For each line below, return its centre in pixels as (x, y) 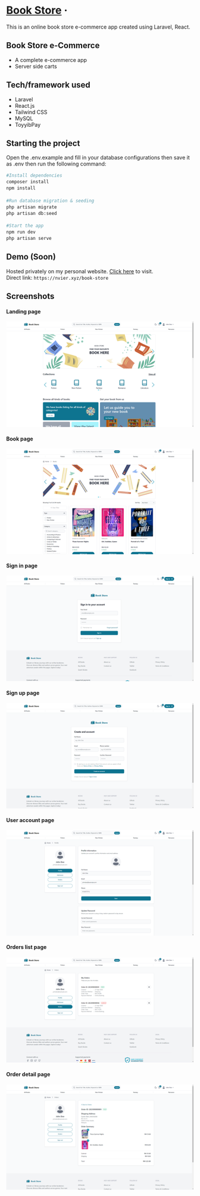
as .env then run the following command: (56, 164)
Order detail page (28, 1075)
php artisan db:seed (32, 213)
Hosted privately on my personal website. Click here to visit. (80, 271)
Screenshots (30, 296)
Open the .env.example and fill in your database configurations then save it (98, 158)
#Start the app (25, 226)
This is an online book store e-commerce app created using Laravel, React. (98, 27)
